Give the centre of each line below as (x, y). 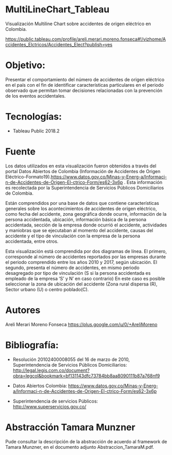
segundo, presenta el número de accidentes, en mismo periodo (72, 268)
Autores (23, 310)
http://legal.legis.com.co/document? (51, 370)
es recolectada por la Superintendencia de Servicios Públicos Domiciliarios (85, 187)
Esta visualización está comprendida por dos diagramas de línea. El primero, (86, 251)
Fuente (21, 151)
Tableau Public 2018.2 (36, 131)
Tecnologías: (34, 117)
